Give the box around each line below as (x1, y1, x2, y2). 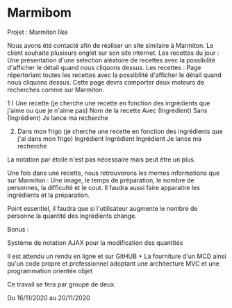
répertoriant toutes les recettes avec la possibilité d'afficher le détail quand (7, 71, 222, 79)
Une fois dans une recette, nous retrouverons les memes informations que (7, 169, 220, 177)
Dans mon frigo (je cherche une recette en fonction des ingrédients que (17, 127, 224, 135)
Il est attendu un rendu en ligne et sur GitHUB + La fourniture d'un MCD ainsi (7, 252, 226, 260)
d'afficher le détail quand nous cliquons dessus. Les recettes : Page (7, 63, 201, 71)
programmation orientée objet (7, 266, 93, 275)
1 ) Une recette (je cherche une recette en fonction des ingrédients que (7, 99, 210, 107)
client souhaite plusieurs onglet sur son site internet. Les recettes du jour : (7, 49, 219, 57)
